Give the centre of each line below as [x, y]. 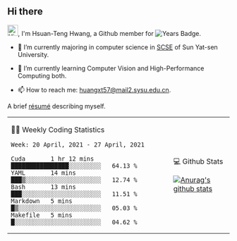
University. [33, 54]
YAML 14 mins [43, 173]
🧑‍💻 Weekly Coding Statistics [58, 130]
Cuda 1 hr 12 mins [53, 159]
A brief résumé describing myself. [56, 106]
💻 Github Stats [198, 161]
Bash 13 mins [43, 187]
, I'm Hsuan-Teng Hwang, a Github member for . [110, 33]
